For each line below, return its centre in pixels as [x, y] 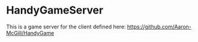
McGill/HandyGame [30, 33]
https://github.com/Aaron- [160, 27]
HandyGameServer [55, 10]
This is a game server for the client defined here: [66, 27]
